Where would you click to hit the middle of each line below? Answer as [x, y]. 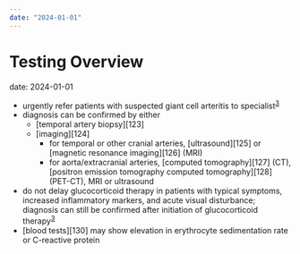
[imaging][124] [63, 134]
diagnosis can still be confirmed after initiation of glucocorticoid [140, 210]
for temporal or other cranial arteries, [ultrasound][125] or [155, 143]
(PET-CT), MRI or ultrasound [102, 182]
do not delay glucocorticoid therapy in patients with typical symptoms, [152, 191]
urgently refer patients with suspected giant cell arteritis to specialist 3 [151, 105]
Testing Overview [77, 61]
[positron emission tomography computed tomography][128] [161, 172]
